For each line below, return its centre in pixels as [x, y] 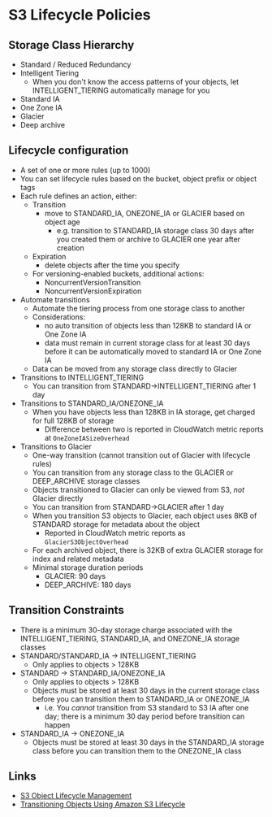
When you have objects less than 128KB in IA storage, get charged [144, 411]
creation [71, 248]
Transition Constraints [66, 610]
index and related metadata [78, 558]
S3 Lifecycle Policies [80, 15]
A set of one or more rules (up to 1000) [85, 170]
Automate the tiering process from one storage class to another [138, 308]
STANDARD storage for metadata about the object [116, 524]
